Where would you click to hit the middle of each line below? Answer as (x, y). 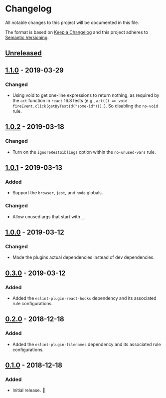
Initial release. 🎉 (29, 391)
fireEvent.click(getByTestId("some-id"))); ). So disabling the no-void (85, 106)
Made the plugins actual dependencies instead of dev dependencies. (83, 257)
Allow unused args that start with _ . (49, 216)
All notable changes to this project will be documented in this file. (72, 22)
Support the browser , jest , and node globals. (58, 193)
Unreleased (24, 53)
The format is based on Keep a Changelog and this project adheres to (77, 32)
